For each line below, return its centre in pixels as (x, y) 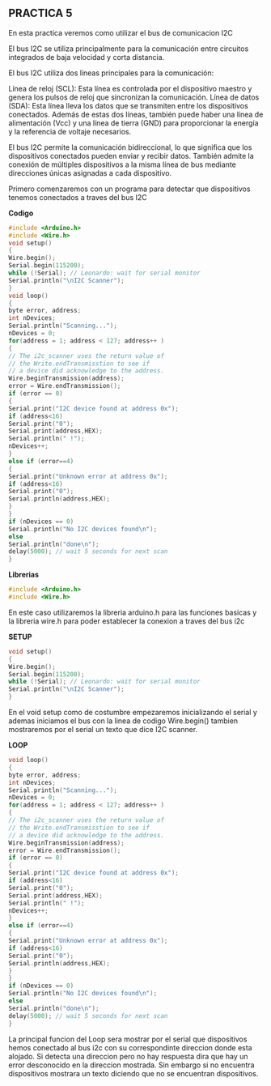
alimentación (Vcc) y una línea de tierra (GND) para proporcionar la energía (133, 123)
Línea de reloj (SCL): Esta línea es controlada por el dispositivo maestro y (130, 88)
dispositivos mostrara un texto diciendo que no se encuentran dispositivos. (133, 1073)
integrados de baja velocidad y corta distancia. (87, 57)
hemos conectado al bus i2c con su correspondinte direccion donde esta (130, 1047)
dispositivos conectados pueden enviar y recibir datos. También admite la (131, 155)
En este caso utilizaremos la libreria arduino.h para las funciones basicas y (133, 612)
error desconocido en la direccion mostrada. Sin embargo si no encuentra (131, 1065)
